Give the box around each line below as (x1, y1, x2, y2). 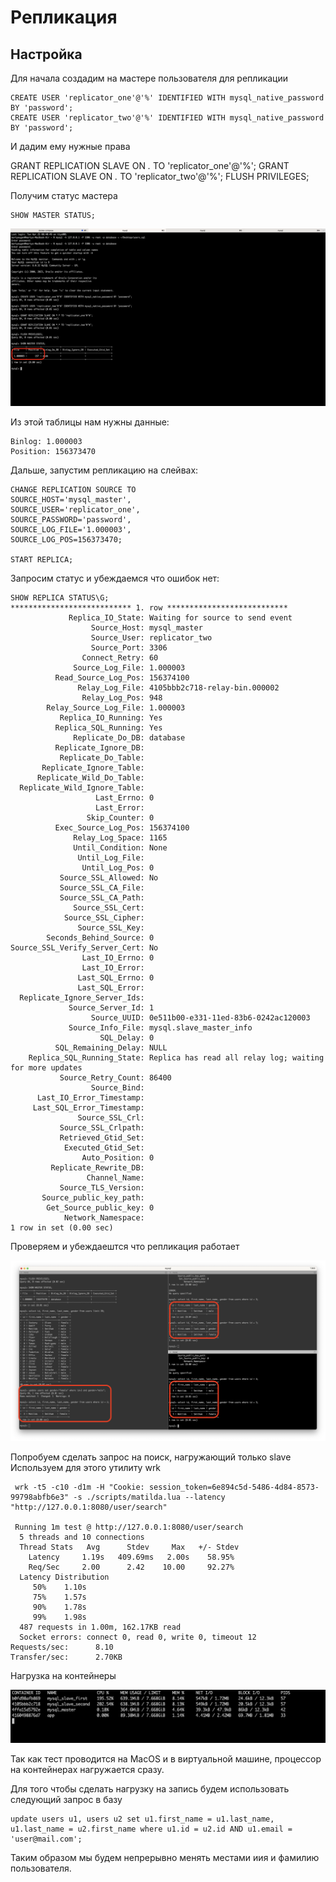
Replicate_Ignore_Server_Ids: (19, 992, 145, 1003)
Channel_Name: (86, 1172, 145, 1183)
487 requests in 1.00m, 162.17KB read (19, 1622, 182, 1633)
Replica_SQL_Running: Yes (54, 722, 163, 733)
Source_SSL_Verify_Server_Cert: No (10, 942, 159, 953)
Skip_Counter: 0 (86, 812, 155, 823)
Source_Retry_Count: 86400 (59, 1072, 172, 1083)
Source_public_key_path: (41, 1192, 145, 1203)
